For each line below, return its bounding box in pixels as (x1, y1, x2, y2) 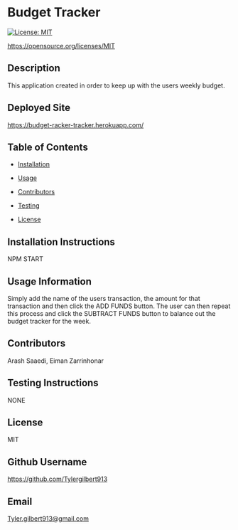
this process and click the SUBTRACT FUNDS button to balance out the (7, 309, 216, 317)
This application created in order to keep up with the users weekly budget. (7, 81, 225, 90)
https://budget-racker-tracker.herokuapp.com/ (7, 120, 144, 129)
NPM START (7, 255, 44, 263)
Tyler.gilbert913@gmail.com (7, 514, 89, 523)
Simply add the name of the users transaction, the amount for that (7, 295, 200, 302)
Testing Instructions (7, 377, 99, 389)
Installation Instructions (7, 235, 116, 248)
